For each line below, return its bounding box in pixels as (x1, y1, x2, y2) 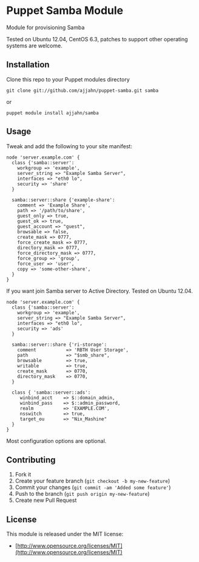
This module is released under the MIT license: (6, 530, 124, 538)
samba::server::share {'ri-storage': (12, 341, 107, 348)
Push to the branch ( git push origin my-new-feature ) (15, 490, 150, 498)
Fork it (15, 471, 32, 478)
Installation (6, 60, 50, 70)
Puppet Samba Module (6, 4, 123, 18)
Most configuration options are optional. (6, 437, 107, 444)
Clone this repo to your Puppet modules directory (6, 75, 130, 83)
